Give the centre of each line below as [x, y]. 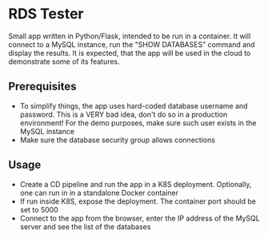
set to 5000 [39, 209]
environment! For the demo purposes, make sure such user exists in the [138, 123]
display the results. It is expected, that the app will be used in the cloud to [130, 53]
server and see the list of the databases [85, 226]
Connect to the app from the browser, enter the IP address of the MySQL [140, 218]
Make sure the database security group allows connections [118, 140]
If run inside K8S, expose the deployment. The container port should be [138, 201]
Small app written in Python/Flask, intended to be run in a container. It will [130, 36]
